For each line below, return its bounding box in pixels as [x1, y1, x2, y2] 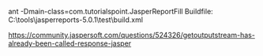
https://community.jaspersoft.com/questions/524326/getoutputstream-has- [8, 31, 255, 39]
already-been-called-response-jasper [8, 39, 132, 48]
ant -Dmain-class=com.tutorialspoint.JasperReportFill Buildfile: [8, 7, 213, 16]
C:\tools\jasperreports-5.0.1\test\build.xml [8, 15, 144, 24]
